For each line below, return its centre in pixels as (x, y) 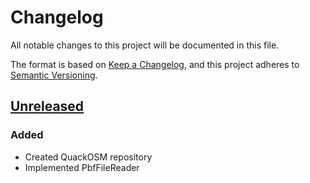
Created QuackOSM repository (88, 157)
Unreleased (47, 106)
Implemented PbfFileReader (82, 167)
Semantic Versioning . (54, 75)
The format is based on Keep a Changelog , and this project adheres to (155, 64)
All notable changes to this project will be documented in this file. (145, 45)
